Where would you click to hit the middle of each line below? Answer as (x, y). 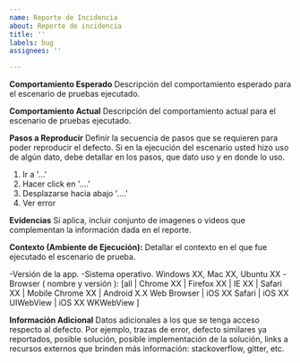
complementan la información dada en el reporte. (100, 230)
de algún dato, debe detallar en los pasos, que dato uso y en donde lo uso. (147, 157)
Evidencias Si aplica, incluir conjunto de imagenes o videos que (128, 220)
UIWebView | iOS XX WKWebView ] (75, 303)
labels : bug (31, 43)
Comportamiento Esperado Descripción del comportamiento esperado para (150, 84)
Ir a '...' (34, 175)
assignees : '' (36, 51)
